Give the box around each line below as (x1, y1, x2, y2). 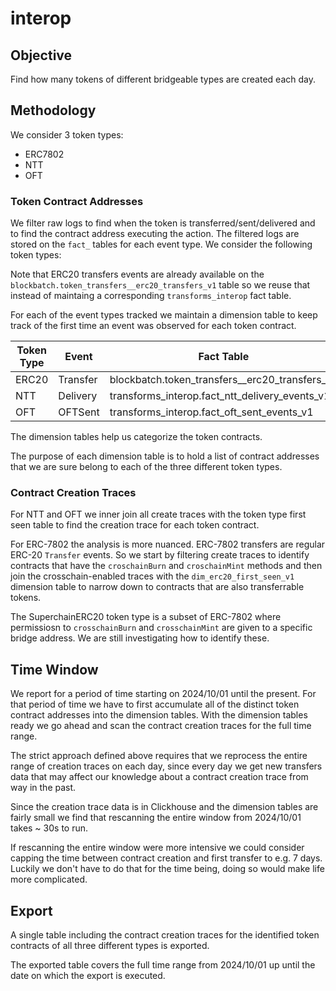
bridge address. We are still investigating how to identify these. (10, 632, 270, 644)
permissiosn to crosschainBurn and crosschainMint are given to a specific (10, 622, 313, 634)
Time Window (10, 661, 99, 678)
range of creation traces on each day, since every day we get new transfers (10, 760, 323, 772)
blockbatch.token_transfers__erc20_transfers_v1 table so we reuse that (10, 279, 311, 291)
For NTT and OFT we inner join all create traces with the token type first (10, 508, 307, 521)
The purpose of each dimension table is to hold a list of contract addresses (10, 450, 320, 462)
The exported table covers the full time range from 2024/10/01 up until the (10, 959, 316, 971)
